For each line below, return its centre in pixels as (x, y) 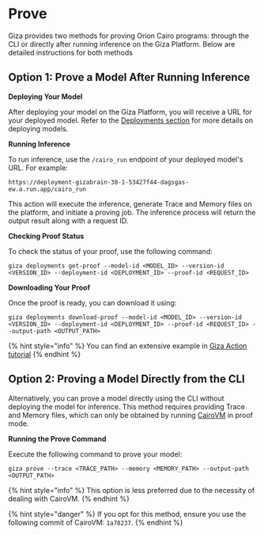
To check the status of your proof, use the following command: (111, 251)
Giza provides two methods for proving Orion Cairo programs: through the (129, 36)
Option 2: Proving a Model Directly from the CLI (126, 379)
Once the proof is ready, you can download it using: (92, 302)
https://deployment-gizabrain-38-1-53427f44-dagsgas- (99, 182)
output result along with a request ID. (68, 220)
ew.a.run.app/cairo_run (47, 189)
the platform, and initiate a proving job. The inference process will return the (132, 212)
